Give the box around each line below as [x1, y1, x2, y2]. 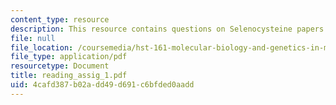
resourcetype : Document [10, 61, 110, 71]
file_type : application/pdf [10, 52, 128, 62]
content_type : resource [10, 14, 110, 25]
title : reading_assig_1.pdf [10, 71, 128, 81]
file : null [10, 33, 56, 43]
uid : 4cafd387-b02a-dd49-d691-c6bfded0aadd [10, 80, 195, 90]
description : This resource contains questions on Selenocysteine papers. [10, 24, 329, 34]
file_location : [10, 42, 74, 53]
